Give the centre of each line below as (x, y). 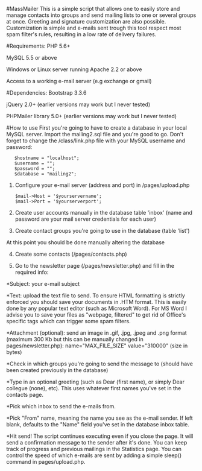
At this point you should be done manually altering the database (85, 242)
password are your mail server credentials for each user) (86, 219)
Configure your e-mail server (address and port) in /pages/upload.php (102, 185)
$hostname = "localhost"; (47, 158)
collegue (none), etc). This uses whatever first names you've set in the (94, 388)
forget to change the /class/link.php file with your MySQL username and (96, 141)
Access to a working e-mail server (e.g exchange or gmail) (79, 81)
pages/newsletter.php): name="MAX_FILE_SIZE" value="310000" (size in (97, 346)
